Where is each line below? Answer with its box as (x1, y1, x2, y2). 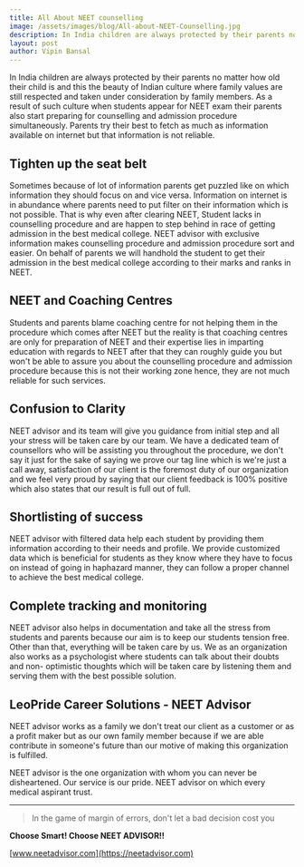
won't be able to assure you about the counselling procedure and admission (9, 356, 292, 366)
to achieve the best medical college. (9, 572, 145, 583)
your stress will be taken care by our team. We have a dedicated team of (9, 434, 280, 445)
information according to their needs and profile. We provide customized (9, 543, 280, 554)
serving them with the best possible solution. (9, 670, 176, 681)
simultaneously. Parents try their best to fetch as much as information (9, 120, 269, 132)
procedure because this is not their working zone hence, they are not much (9, 365, 290, 376)
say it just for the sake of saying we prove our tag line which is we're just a (9, 454, 287, 465)
